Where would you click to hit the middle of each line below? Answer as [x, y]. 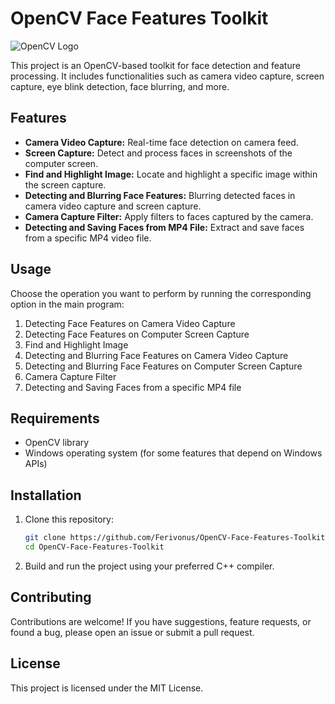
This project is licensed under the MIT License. [107, 688]
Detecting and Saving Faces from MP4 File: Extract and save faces [164, 227]
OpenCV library [57, 443]
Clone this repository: [69, 519]
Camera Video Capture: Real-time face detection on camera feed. [161, 142]
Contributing [51, 597]
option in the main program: [67, 304]
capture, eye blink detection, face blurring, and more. [120, 86]
